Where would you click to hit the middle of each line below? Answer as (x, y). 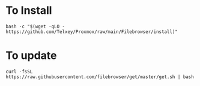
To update (31, 56)
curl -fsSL (19, 72)
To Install (29, 11)
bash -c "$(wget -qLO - (35, 26)
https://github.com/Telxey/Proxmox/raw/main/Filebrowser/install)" (92, 32)
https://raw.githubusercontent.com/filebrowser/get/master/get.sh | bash (100, 77)
